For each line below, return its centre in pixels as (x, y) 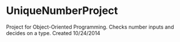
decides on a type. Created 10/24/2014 (53, 33)
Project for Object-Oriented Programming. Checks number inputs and (90, 27)
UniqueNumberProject (62, 11)
